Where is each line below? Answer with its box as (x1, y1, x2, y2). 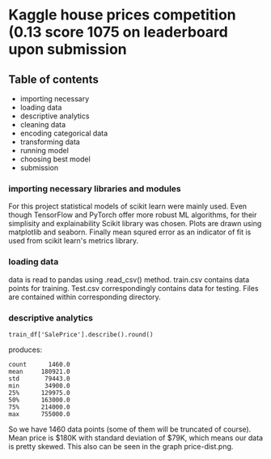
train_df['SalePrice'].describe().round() (8, 330, 154, 338)
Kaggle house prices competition (8, 6, 236, 24)
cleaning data (19, 120, 66, 129)
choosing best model (19, 154, 91, 164)
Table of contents (8, 72, 99, 86)
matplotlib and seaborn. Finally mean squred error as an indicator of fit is (8, 227, 252, 237)
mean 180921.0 (8, 367, 70, 375)
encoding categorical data (19, 128, 108, 138)
